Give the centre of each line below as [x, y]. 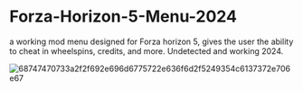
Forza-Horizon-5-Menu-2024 [123, 17]
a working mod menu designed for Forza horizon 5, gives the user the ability [151, 41]
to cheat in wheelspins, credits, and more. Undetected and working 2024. [147, 50]
